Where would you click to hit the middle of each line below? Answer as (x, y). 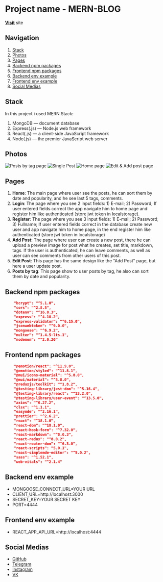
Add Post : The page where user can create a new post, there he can (81, 240)
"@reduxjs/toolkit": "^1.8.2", (46, 384)
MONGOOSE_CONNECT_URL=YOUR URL (54, 489)
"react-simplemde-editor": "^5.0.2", (52, 453)
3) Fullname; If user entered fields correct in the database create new (82, 225)
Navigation (22, 38)
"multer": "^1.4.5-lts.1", (41, 335)
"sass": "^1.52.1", (34, 457)
